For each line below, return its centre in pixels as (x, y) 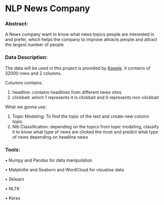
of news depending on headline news (50, 137)
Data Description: (26, 58)
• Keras (13, 198)
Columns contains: (24, 82)
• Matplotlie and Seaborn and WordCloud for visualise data (65, 170)
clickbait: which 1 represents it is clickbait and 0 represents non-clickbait (85, 97)
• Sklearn (15, 179)
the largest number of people (35, 45)
